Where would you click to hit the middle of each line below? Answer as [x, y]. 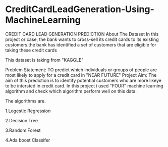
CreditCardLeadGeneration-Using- [80, 9]
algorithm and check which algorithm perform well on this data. [71, 91]
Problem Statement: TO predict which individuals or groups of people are [81, 70]
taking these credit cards [31, 50]
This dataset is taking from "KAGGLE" [44, 60]
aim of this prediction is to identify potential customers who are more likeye [83, 80]
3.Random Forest [23, 130]
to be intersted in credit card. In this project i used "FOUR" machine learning [84, 86]
